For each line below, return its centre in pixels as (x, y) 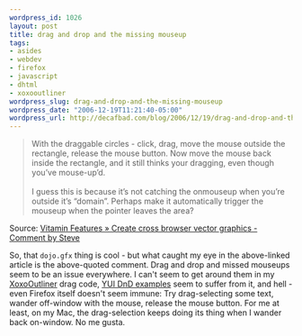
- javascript (34, 77)
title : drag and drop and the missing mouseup (98, 34)
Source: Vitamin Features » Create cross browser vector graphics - (133, 228)
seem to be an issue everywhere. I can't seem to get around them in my (142, 275)
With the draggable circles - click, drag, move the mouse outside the (158, 144)
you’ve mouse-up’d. (68, 173)
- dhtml (24, 85)
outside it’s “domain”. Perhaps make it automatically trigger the (147, 201)
